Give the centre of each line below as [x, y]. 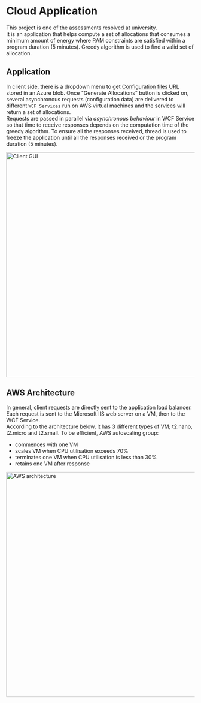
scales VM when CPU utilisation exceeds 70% [71, 450]
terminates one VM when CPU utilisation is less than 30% [86, 457]
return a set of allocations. [39, 112]
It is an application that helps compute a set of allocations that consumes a [98, 34]
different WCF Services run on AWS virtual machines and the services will [96, 106]
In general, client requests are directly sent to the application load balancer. [99, 407]
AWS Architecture [41, 393]
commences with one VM [46, 444]
